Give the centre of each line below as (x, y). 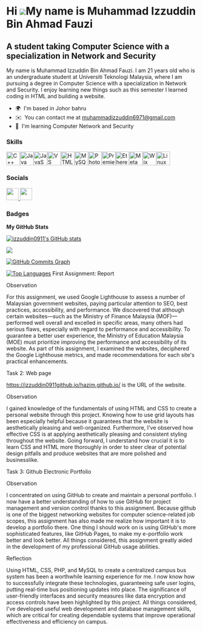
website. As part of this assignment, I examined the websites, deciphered (98, 348)
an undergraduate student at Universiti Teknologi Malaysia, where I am (95, 77)
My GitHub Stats (28, 227)
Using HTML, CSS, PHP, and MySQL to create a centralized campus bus (96, 570)
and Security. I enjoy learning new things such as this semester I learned (97, 90)
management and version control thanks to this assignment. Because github (101, 508)
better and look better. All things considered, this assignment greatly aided (99, 540)
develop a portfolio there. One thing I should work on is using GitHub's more (101, 527)
